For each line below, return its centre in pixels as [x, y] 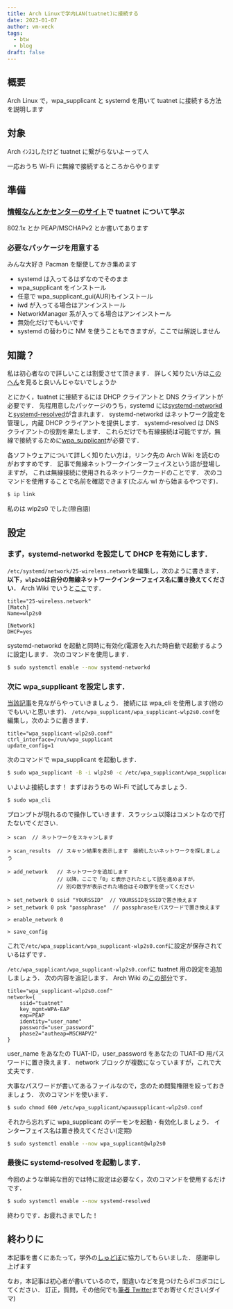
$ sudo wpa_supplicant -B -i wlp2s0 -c [65, 773]
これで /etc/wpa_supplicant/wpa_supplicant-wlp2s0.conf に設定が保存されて [115, 945]
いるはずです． [28, 954]
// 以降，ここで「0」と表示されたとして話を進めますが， [127, 879]
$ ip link [21, 495]
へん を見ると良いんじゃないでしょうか [62, 382]
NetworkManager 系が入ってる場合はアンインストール [94, 314]
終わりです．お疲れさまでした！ [53, 1215]
